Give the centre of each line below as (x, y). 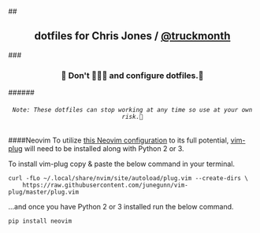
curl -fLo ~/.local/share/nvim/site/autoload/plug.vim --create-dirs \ (128, 179)
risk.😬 (132, 116)
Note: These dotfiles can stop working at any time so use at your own (132, 109)
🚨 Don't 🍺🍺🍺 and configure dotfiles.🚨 (132, 76)
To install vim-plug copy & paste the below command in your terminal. (121, 164)
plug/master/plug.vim (44, 192)
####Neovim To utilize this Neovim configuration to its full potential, (119, 140)
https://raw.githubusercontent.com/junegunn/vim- (106, 185)
